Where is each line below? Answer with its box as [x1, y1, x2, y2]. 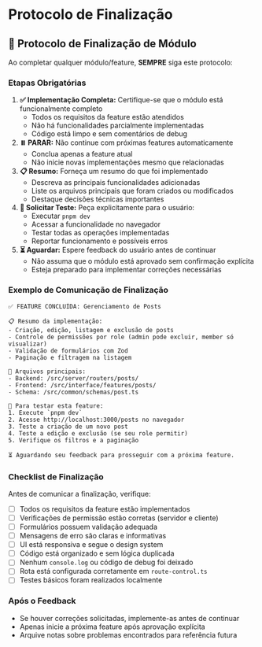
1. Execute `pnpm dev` [8, 409, 83, 416]
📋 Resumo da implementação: [8, 317, 103, 325]
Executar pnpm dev [31, 211, 90, 221]
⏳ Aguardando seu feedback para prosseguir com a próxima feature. [8, 451, 234, 459]
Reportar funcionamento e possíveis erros [31, 236, 168, 246]
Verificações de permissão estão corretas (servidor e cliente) [19, 513, 219, 523]
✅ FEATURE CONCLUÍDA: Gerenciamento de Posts [8, 302, 161, 310]
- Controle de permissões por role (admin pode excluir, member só [8, 333, 234, 341]
